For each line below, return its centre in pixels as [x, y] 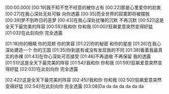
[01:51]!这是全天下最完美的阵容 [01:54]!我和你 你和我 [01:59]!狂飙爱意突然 [82, 63]
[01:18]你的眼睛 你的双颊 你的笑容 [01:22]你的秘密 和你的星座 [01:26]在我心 [83, 44]
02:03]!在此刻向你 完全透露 [50, 69]
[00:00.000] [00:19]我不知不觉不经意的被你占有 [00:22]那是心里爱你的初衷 [83, 7]
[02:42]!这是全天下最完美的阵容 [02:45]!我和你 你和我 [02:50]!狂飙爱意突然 [83, 80]
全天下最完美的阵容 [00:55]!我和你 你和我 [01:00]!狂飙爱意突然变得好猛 [79, 26]
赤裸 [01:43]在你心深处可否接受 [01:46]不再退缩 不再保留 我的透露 [82, 56]
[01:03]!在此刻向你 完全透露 [34, 33]
